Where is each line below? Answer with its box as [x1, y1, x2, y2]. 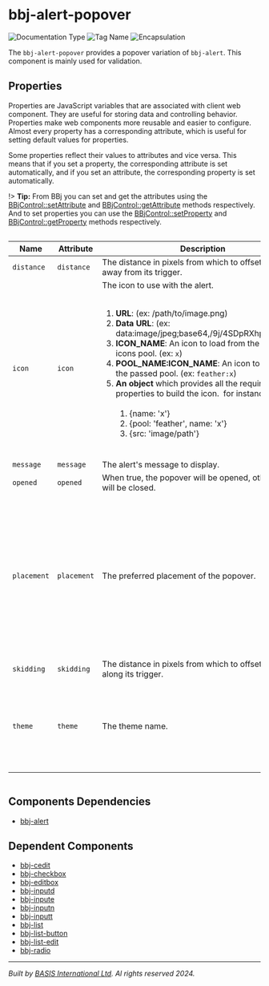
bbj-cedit [19, 860, 50, 871]
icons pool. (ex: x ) [115, 347, 183, 358]
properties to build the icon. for [115, 387, 235, 398]
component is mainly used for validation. [8, 56, 143, 66]
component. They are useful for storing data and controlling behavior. [8, 109, 238, 119]
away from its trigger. [102, 266, 183, 277]
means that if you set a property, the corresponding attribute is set [8, 159, 228, 168]
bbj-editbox [19, 878, 58, 887]
